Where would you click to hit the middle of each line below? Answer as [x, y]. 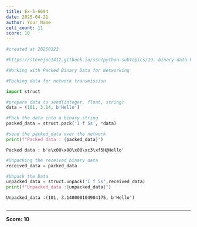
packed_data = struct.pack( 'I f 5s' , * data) [61, 123]
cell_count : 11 [25, 28]
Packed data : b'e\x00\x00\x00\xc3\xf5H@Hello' [65, 150]
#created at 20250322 [33, 49]
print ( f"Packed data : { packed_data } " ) [55, 139]
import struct [23, 91]
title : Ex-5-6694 [27, 11]
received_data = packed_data [42, 166]
